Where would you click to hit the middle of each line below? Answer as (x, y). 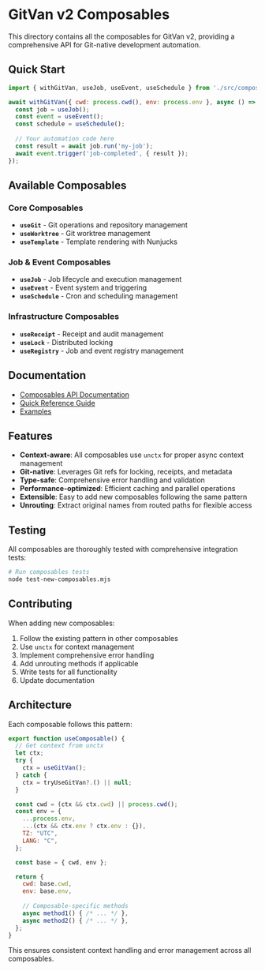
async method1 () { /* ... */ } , (75, 913)
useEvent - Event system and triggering (83, 288)
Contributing (40, 604)
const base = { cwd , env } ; (62, 862)
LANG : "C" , (40, 841)
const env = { (38, 812)
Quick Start (37, 70)
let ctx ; (30, 753)
